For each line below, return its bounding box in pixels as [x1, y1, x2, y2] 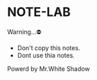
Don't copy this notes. [17, 43, 81, 52]
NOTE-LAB [7, 4, 71, 20]
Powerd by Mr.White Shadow [7, 64, 90, 73]
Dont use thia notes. [17, 51, 75, 59]
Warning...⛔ [7, 27, 42, 35]
